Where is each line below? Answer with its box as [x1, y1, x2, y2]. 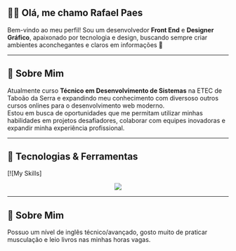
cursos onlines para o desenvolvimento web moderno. [7, 101, 165, 110]
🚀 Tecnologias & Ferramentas [7, 150, 138, 162]
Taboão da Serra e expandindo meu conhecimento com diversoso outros [7, 94, 219, 102]
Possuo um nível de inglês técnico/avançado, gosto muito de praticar [7, 228, 208, 236]
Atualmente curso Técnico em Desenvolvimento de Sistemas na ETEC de [7, 86, 223, 95]
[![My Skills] [7, 169, 42, 178]
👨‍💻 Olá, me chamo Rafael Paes [7, 7, 143, 19]
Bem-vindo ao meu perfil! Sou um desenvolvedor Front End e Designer [7, 25, 214, 34]
